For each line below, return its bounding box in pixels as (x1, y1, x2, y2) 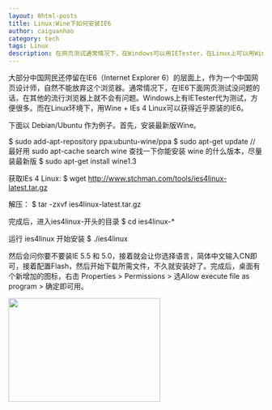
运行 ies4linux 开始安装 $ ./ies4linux (8, 234, 128, 243)
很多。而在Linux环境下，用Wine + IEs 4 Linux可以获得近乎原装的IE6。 (15, 103, 249, 113)
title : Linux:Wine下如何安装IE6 (8, 19, 112, 28)
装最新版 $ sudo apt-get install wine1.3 (8, 156, 137, 166)
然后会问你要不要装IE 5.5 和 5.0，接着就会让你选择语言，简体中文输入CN (8, 251, 251, 260)
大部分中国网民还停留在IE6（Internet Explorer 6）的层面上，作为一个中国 (8, 73, 252, 82)
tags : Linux (8, 42, 49, 50)
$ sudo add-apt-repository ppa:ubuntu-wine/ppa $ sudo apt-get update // (8, 137, 256, 146)
